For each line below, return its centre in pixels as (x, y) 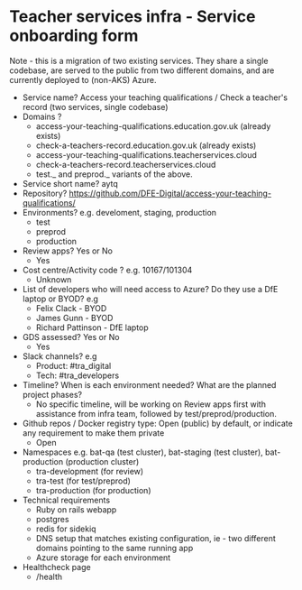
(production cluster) (102, 461)
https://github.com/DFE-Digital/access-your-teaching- (170, 193)
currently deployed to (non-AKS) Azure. (83, 79)
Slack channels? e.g (59, 356)
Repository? (45, 193)
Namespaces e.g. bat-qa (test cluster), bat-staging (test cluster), (142, 452)
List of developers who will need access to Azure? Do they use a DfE (150, 289)
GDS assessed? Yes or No (71, 336)
